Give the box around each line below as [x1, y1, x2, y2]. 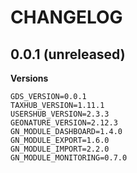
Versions [10, 72, 49, 84]
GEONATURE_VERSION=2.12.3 [10, 118, 118, 128]
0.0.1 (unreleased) [10, 46, 126, 63]
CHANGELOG [10, 6, 123, 29]
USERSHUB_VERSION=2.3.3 [10, 109, 110, 119]
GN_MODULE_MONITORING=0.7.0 [10, 153, 128, 163]
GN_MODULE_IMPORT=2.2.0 [10, 144, 110, 154]
